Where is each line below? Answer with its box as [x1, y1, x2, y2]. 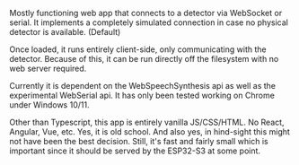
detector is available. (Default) [9, 27, 121, 37]
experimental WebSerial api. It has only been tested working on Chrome [9, 90, 276, 100]
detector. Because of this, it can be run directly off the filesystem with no [9, 54, 279, 64]
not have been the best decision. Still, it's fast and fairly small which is [9, 136, 268, 146]
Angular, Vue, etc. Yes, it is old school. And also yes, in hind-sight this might [9, 126, 290, 137]
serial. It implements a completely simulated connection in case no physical [9, 17, 289, 28]
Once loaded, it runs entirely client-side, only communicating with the [9, 44, 267, 55]
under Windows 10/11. [9, 100, 90, 110]
